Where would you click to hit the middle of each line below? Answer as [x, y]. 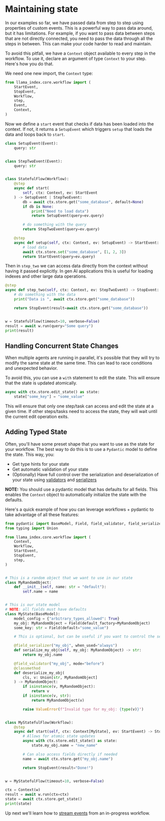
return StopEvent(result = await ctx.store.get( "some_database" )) [81, 308]
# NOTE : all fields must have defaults [46, 610]
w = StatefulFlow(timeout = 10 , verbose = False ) [52, 321]
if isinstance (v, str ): [47, 696]
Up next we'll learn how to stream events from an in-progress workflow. [78, 813]
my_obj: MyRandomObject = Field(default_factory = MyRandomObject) [82, 623]
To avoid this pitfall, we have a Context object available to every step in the [80, 53]
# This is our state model [33, 605]
